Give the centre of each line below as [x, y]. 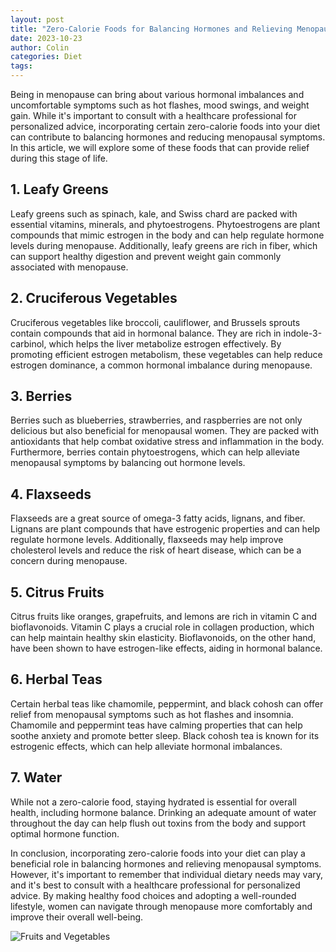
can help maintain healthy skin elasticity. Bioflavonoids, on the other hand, [163, 638]
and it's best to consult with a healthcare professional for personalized [155, 885]
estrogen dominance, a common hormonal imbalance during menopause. [161, 365]
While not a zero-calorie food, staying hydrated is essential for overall [153, 802]
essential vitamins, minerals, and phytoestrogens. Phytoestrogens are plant [165, 224]
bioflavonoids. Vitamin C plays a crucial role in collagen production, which [162, 627]
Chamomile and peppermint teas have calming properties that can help [156, 725]
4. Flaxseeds [51, 494]
